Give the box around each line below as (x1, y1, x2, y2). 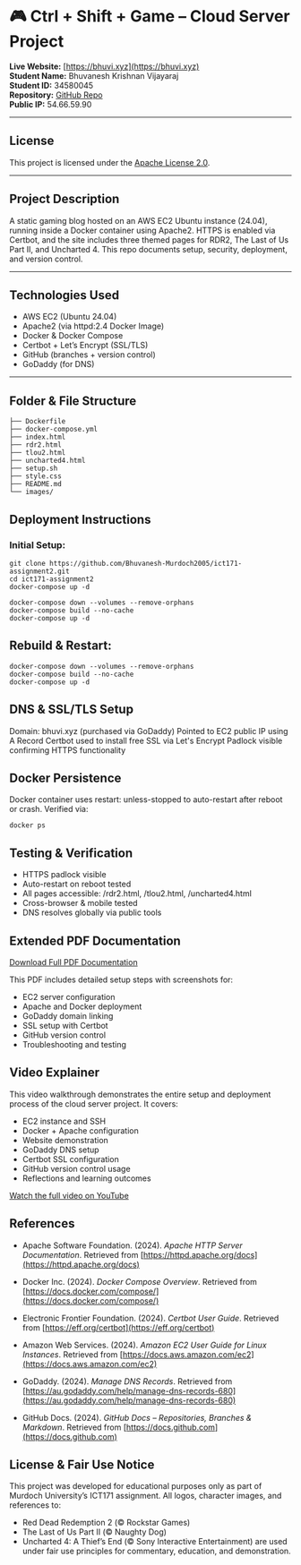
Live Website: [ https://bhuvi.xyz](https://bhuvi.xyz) (9, 61, 200, 72)
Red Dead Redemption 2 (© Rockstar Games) (21, 1518, 191, 1528)
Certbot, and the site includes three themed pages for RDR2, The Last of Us (9, 234, 289, 245)
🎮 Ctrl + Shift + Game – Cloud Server (9, 6, 290, 27)
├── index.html (9, 432, 66, 442)
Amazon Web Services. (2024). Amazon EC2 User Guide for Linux (21, 1339, 267, 1350)
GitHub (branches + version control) (21, 349, 157, 360)
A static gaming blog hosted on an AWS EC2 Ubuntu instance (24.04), (9, 215, 268, 226)
